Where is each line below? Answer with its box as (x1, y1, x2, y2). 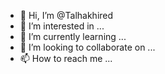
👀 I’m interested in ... (19, 20, 105, 32)
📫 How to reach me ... (19, 53, 113, 64)
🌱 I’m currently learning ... (19, 31, 127, 42)
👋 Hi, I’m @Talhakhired (19, 10, 114, 21)
